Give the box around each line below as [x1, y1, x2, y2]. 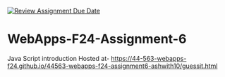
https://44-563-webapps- [111, 54, 187, 62]
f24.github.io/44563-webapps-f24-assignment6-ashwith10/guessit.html [7, 62, 218, 70]
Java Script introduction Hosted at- [7, 54, 110, 62]
